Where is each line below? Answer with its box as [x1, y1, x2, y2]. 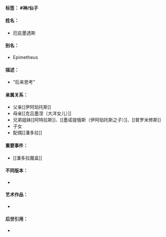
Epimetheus [12, 54, 39, 60]
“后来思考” [12, 79, 35, 85]
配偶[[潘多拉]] [12, 130, 43, 136]
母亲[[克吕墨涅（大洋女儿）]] [12, 110, 72, 116]
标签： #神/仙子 [5, 5, 39, 11]
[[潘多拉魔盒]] [12, 154, 43, 161]
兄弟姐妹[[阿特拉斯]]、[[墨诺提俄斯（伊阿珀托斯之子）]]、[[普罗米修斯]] [12, 117, 161, 123]
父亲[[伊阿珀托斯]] [12, 104, 51, 110]
